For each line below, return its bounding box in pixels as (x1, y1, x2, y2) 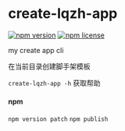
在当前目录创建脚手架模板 (8, 62, 91, 71)
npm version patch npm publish (8, 115, 109, 123)
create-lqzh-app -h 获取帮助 (8, 78, 101, 87)
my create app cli (8, 45, 64, 55)
